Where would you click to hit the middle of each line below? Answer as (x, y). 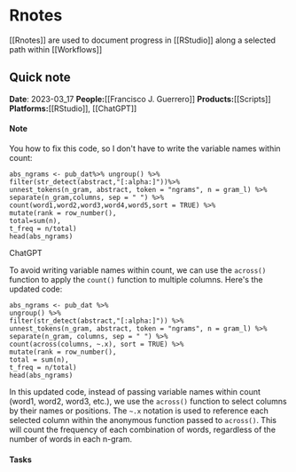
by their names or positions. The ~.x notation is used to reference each (139, 411)
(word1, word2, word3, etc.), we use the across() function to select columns (148, 401)
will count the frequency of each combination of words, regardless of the (143, 429)
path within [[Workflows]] (56, 49)
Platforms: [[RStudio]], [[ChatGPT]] (73, 108)
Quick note (40, 78)
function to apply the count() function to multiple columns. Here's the (136, 279)
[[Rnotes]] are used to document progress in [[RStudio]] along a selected (143, 40)
